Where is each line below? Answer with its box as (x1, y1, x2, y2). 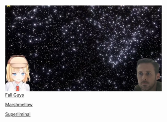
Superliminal (5, 111, 31, 117)
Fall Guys (5, 92, 24, 98)
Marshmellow (5, 102, 33, 108)
